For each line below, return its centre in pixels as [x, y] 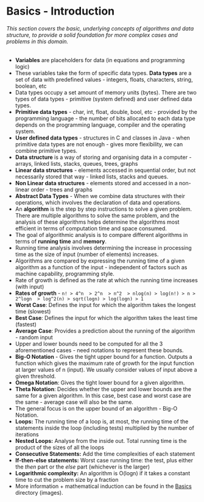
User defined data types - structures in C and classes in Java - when [103, 138]
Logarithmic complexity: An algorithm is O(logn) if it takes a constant [103, 473]
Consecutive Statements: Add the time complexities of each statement [105, 454]
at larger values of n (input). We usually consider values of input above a [106, 370]
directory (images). [39, 493]
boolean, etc [31, 86]
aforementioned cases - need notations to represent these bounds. [99, 350]
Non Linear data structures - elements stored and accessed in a [96, 183]
